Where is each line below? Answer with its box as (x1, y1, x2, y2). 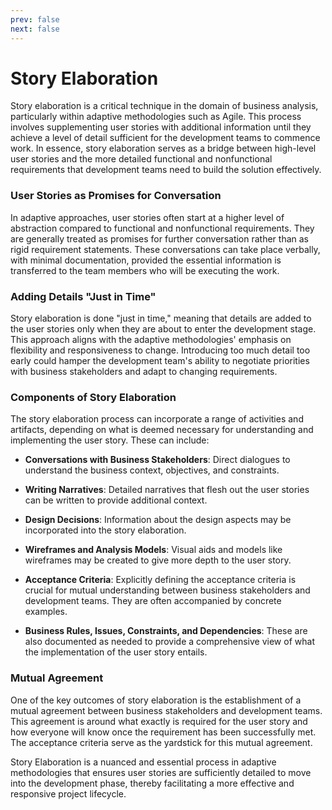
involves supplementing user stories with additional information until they (10, 121, 312, 133)
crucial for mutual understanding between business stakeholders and (24, 584, 311, 596)
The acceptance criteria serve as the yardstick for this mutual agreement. (10, 736, 313, 748)
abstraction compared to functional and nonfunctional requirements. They (10, 222, 315, 234)
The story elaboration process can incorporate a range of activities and (10, 413, 304, 425)
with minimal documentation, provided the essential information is (10, 254, 282, 266)
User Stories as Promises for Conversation (10, 189, 222, 203)
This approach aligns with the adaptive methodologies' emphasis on (10, 334, 292, 346)
